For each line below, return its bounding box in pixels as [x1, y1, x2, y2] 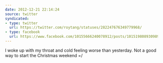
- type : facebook [5, 30, 40, 34]
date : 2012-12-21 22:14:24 [5, 7, 60, 12]
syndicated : [5, 16, 29, 21]
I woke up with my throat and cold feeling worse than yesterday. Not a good [5, 47, 157, 53]
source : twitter [5, 12, 38, 16]
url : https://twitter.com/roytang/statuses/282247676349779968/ [9, 25, 142, 30]
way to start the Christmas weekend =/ [5, 52, 83, 58]
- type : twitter [5, 20, 38, 26]
